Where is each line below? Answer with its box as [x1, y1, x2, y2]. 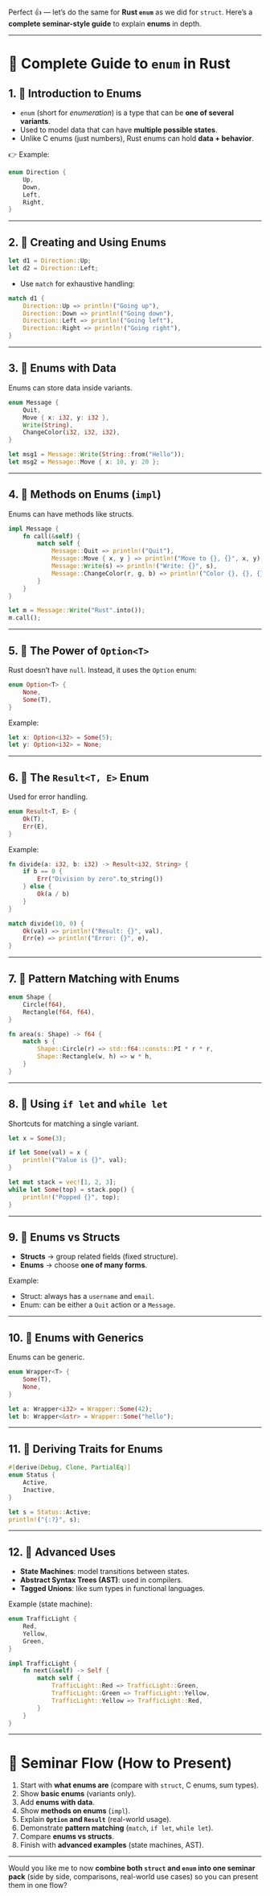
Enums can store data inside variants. [8, 382, 133, 393]
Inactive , [22, 1486, 56, 1494]
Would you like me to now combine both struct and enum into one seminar [8, 1863, 256, 1873]
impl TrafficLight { [8, 1659, 78, 1667]
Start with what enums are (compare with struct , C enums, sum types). [19, 1780, 259, 1790]
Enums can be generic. [8, 1352, 85, 1362]
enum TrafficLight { [8, 1615, 78, 1623]
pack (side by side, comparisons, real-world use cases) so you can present [8, 1872, 259, 1882]
